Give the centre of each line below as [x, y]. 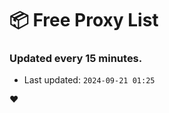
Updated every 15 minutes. [76, 59]
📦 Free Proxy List [84, 20]
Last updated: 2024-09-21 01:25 [89, 80]
